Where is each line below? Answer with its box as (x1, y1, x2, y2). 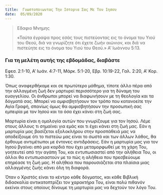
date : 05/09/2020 (5, 12, 42, 17)
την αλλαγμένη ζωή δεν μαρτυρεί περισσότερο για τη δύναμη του (5, 88, 140, 94)
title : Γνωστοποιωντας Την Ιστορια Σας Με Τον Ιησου (5, 7, 117, 12)
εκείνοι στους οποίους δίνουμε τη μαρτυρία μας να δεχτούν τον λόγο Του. (5, 184, 157, 190)
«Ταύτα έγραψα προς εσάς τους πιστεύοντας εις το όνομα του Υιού (17, 35, 155, 40)
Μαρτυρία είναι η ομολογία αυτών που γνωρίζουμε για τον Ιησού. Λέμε (5, 118, 150, 124)
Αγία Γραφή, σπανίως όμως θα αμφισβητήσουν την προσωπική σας (5, 103, 142, 109)
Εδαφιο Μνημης (17, 25, 50, 31)
